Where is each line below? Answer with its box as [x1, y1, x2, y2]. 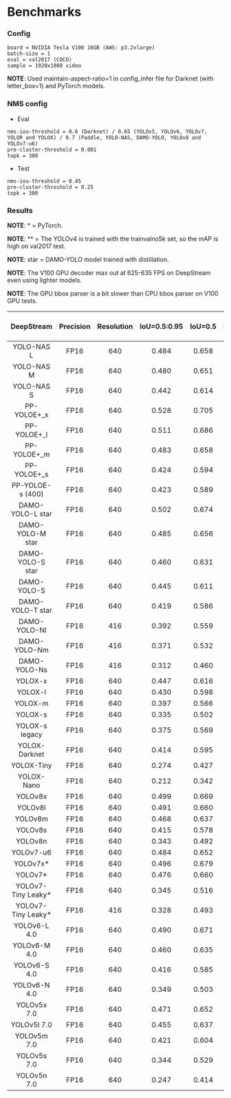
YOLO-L [10, 509, 38, 519]
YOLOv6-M [12, 941, 51, 950]
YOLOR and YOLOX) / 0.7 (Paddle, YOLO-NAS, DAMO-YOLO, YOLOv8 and [7, 134, 201, 141]
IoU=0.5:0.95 [140, 322, 184, 332]
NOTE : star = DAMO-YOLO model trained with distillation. [7, 256, 170, 264]
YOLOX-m [14, 699, 49, 709]
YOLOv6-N [12, 980, 50, 990]
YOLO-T [10, 606, 38, 616]
